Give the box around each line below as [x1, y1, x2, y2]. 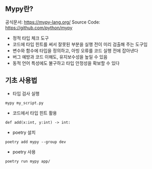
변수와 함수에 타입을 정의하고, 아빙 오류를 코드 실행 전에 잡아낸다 [12, 47, 138, 54]
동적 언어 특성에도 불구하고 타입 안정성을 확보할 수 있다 [12, 60, 120, 66]
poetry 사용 [12, 148, 36, 154]
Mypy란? [5, 5, 34, 14]
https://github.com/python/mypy [5, 25, 73, 31]
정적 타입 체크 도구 [12, 35, 49, 41]
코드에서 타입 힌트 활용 [12, 110, 57, 116]
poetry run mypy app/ [5, 158, 51, 164]
